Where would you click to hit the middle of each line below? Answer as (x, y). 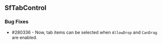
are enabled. (24, 37)
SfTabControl (26, 8)
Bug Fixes (17, 22)
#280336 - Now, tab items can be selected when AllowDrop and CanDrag (84, 32)
